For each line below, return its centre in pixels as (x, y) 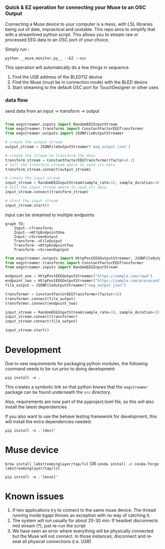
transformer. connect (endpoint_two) (41, 303)
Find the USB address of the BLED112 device (57, 77)
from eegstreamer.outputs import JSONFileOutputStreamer (65, 133)
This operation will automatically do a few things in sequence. (68, 67)
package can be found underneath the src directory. (58, 392)
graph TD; (15, 224)
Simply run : (17, 49)
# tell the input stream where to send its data (56, 188)
